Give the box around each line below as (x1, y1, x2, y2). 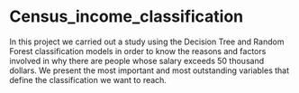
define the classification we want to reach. (9, 74, 167, 85)
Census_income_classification (9, 6, 244, 27)
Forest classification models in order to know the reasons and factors (9, 45, 267, 56)
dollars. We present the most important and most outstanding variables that (9, 65, 290, 76)
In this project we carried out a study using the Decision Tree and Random (9, 36, 285, 47)
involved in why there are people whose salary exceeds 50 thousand (9, 55, 264, 66)
